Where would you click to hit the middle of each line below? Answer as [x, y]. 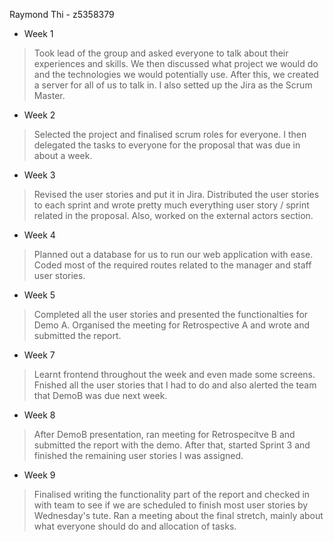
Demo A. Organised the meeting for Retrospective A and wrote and [172, 325]
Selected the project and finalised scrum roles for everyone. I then [170, 134]
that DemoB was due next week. [100, 395]
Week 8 [39, 415]
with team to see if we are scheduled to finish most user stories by [171, 505]
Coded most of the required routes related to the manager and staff [172, 265]
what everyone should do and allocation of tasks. [135, 526]
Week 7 [39, 355]
